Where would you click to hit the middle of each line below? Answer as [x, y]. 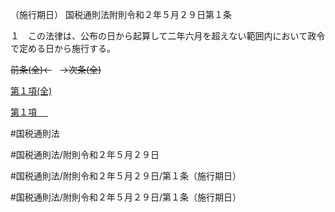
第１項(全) [31, 91]
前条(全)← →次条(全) [56, 69]
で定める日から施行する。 [63, 48]
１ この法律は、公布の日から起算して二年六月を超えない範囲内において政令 [168, 36]
